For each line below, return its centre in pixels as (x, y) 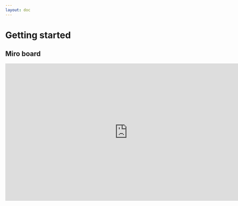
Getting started (38, 35)
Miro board (23, 54)
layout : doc (18, 10)
